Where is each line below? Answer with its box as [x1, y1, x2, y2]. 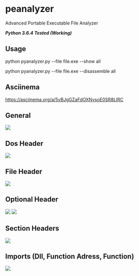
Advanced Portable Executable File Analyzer [5, 20, 98, 26]
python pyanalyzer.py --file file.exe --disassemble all [5, 68, 116, 74]
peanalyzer [5, 3, 54, 15]
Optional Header [5, 195, 58, 204]
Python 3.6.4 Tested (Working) [5, 30, 72, 36]
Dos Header [5, 139, 44, 148]
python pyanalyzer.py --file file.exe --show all [5, 58, 101, 64]
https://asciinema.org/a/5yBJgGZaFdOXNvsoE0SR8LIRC [5, 96, 124, 103]
